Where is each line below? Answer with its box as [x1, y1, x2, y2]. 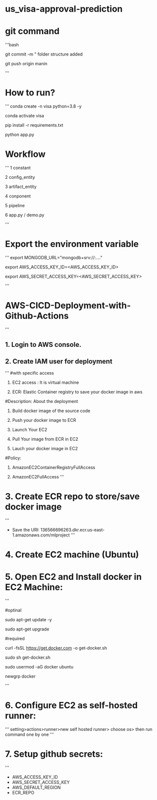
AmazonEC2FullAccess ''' [12, 474, 64, 480]
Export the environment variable [5, 239, 139, 249]
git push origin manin [5, 61, 48, 67]
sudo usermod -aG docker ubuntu [5, 664, 74, 670]
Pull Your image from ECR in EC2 [12, 436, 78, 442]
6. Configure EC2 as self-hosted [5, 700, 138, 711]
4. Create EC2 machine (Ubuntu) [5, 549, 139, 560]
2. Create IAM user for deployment [5, 357, 113, 365]
